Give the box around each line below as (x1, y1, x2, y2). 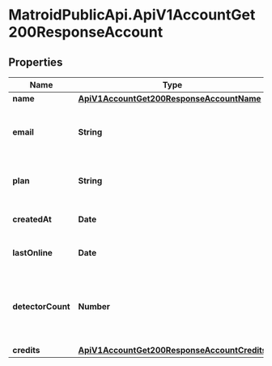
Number (78, 301, 111, 312)
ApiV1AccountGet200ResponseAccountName (78, 93, 261, 104)
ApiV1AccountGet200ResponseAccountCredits (78, 345, 267, 355)
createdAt (12, 213, 53, 225)
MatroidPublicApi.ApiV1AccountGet (8, 6, 256, 24)
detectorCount (12, 301, 70, 312)
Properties (8, 55, 63, 69)
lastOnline (12, 248, 53, 258)
